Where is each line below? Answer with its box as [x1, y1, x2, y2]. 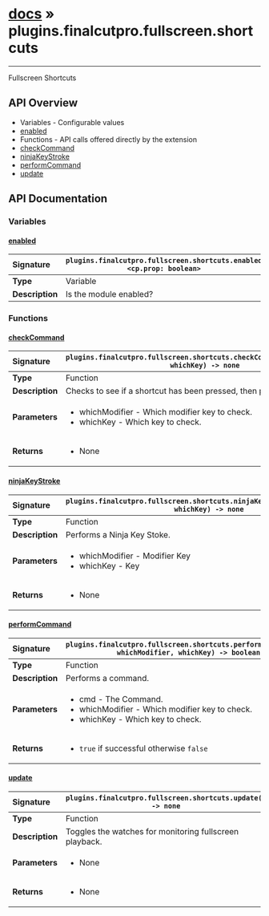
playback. [65, 836, 102, 847]
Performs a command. [65, 672, 150, 683]
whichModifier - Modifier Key [78, 550, 191, 561]
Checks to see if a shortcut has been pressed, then [65, 386, 258, 397]
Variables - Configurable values [19, 117, 125, 127]
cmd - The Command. [78, 693, 163, 704]
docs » [8, 5, 55, 23]
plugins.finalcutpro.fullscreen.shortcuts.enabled [65, 256, 263, 265]
